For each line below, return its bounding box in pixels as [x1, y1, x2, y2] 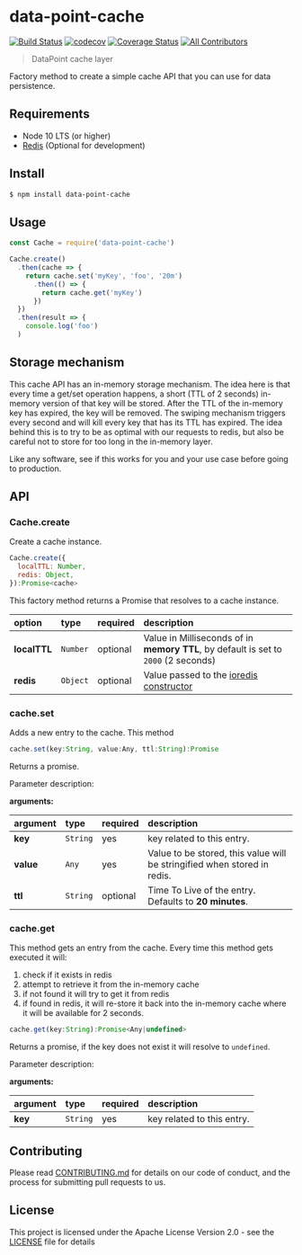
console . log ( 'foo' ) [25, 322, 99, 331]
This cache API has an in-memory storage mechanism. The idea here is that [9, 378, 290, 389]
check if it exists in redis [22, 969, 112, 981]
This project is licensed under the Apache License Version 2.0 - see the [9, 1226, 275, 1237]
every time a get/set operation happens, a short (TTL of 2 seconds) [9, 388, 259, 399]
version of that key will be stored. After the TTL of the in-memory [41, 397, 283, 408]
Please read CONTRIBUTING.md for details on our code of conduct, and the [9, 1167, 290, 1179]
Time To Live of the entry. [147, 884, 256, 896]
